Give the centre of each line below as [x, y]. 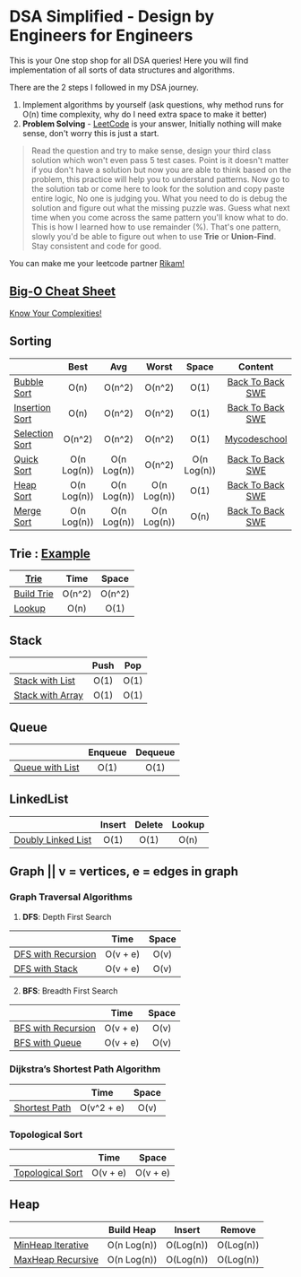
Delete [149, 824]
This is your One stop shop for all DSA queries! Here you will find [129, 60]
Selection [34, 433]
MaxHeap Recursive [56, 1259]
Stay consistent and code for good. [96, 246]
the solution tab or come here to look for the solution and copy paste [158, 188]
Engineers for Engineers [101, 35]
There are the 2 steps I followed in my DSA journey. [104, 87]
